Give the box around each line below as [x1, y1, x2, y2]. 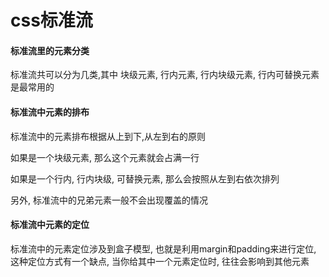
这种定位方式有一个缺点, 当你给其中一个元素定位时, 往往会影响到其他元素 [10, 255, 310, 267]
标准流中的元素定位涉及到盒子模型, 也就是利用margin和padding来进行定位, [10, 242, 317, 255]
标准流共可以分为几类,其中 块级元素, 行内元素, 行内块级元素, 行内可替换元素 [10, 69, 320, 81]
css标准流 [10, 9, 93, 32]
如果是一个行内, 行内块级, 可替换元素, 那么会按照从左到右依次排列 [10, 172, 280, 185]
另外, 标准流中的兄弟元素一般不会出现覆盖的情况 [10, 194, 208, 206]
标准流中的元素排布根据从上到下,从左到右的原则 [10, 130, 207, 142]
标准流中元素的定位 [10, 219, 90, 231]
